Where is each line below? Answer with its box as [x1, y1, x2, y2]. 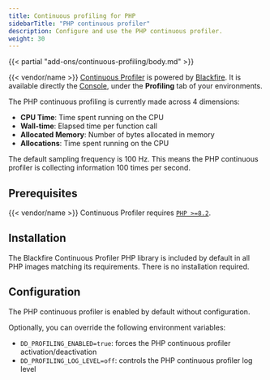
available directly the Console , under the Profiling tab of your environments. [8, 81, 264, 91]
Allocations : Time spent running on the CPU [19, 139, 169, 149]
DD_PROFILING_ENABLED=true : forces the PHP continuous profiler [19, 338, 231, 348]
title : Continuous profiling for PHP [8, 11, 136, 20]
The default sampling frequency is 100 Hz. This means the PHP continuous [8, 154, 259, 164]
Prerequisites [8, 186, 78, 200]
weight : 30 [8, 34, 45, 43]
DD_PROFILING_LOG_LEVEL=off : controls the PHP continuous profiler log [19, 355, 253, 365]
